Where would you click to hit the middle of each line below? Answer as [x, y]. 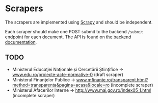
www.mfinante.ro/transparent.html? [112, 79]
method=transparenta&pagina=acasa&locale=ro [61, 85]
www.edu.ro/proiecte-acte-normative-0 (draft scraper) [68, 75]
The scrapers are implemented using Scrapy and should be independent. [79, 22]
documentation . [21, 42]
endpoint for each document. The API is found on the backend [68, 37]
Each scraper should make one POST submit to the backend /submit [74, 31]
